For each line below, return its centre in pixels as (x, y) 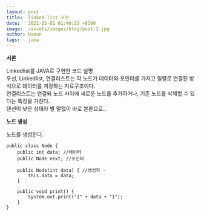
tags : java (23, 40)
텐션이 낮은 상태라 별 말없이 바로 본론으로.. (56, 109)
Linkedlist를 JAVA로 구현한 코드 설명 (50, 71)
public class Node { (32, 146)
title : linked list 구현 (38, 18)
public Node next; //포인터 (51, 159)
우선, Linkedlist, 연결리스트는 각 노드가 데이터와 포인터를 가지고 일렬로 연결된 (97, 78)
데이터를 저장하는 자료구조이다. (59, 86)
